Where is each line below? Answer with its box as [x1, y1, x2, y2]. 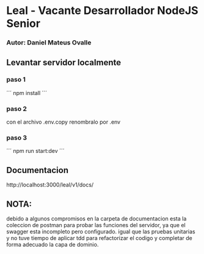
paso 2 [6, 104, 27, 113]
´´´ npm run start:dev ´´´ [6, 147, 65, 155]
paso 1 [6, 76, 26, 84]
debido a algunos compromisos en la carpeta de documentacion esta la [6, 215, 187, 222]
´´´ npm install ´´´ [6, 89, 48, 96]
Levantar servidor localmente [6, 57, 121, 68]
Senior [6, 16, 41, 30]
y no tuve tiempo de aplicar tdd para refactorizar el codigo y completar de [6, 235, 192, 242]
